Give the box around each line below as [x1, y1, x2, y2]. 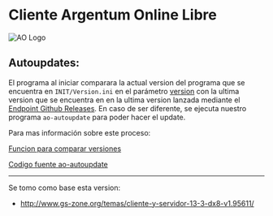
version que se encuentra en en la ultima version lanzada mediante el [8, 95, 240, 105]
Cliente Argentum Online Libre [8, 6, 217, 24]
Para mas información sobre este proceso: [8, 127, 151, 137]
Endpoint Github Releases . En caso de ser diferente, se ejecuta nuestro [8, 103, 247, 113]
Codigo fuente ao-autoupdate [8, 159, 108, 169]
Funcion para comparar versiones [8, 144, 122, 153]
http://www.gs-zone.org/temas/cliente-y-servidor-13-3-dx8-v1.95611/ [19, 198, 254, 208]
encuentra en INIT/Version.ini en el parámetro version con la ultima [8, 86, 240, 96]
